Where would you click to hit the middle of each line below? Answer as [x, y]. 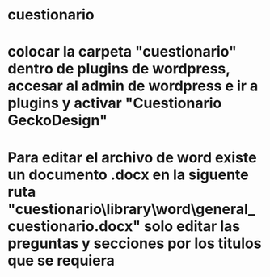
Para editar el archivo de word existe [132, 157]
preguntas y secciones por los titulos [135, 243]
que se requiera [61, 260]
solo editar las [192, 226]
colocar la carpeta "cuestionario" [122, 52]
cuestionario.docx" [74, 226]
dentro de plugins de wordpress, [119, 69]
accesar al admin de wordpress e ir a [133, 86]
